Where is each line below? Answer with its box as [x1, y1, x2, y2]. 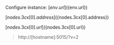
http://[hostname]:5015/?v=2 [17, 34, 79, 40]
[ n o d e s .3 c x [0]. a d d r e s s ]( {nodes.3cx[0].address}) [5, 14, 109, 20]
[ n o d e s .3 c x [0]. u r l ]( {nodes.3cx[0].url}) [5, 24, 86, 30]
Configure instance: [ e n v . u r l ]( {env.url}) [5, 5, 88, 10]
